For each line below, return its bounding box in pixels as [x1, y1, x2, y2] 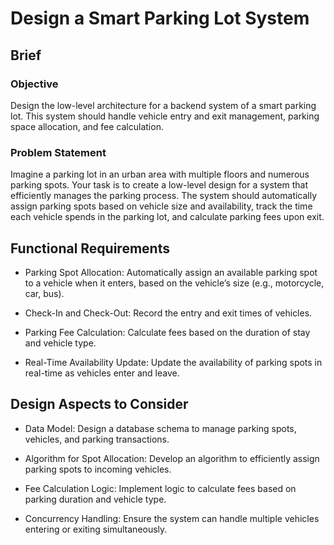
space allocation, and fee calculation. [10, 120, 164, 132]
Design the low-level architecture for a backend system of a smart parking [10, 99, 317, 111]
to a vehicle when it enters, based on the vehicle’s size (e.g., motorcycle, [24, 277, 325, 289]
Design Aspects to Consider [10, 396, 189, 413]
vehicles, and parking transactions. [24, 433, 170, 445]
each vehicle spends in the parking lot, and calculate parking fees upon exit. [10, 211, 325, 223]
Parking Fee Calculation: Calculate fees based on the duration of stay [24, 326, 311, 338]
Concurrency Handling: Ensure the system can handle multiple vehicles [24, 512, 320, 524]
